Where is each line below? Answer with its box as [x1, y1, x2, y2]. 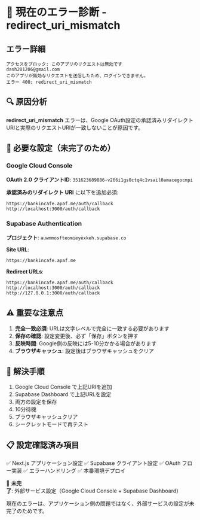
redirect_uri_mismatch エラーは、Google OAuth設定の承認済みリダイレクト [6, 116, 193, 123]
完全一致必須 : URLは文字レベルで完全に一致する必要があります [14, 324, 170, 332]
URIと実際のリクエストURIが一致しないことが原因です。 [6, 124, 143, 131]
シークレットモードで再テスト [14, 421, 88, 428]
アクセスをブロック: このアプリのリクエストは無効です [6, 61, 122, 67]
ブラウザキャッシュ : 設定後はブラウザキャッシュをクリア [14, 347, 154, 354]
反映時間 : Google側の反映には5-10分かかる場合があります [14, 339, 157, 347]
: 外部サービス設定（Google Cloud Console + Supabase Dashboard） [11, 487, 182, 494]
